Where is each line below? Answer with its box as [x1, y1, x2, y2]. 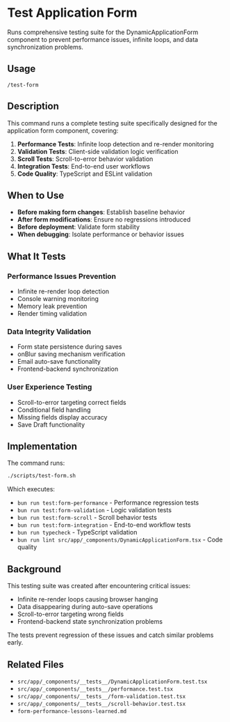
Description [7, 100, 59, 112]
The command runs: [7, 459, 65, 468]
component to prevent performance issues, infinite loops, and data [7, 35, 199, 43]
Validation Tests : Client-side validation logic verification [17, 147, 179, 155]
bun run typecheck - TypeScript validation [17, 528, 138, 537]
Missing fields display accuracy [17, 413, 108, 421]
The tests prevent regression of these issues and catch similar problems [7, 631, 214, 639]
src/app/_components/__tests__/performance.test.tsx [17, 685, 174, 693]
